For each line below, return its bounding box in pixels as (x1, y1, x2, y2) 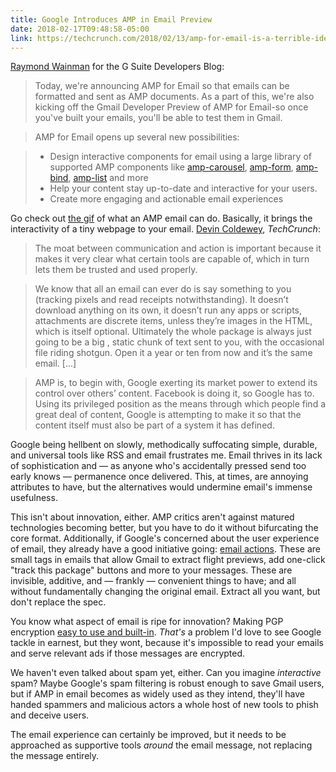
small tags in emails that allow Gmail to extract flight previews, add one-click (10, 554, 326, 566)
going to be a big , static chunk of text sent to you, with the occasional (34, 336, 325, 348)
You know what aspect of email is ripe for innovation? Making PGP (10, 616, 284, 628)
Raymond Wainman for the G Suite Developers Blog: (10, 61, 225, 73)
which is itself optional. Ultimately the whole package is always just (34, 326, 312, 338)
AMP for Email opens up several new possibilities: (34, 131, 240, 143)
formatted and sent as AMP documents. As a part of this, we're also (34, 91, 315, 103)
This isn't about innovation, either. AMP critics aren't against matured (10, 511, 295, 523)
